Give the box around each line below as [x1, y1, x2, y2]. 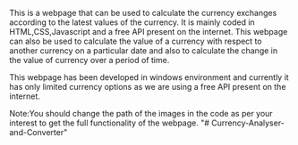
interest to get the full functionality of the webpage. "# [9, 117, 210, 128]
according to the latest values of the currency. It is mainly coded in [9, 17, 255, 28]
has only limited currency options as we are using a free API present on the [9, 82, 286, 92]
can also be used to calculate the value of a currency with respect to [9, 36, 262, 46]
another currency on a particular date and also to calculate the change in [9, 45, 278, 56]
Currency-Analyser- [211, 117, 285, 128]
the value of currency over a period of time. [9, 55, 170, 65]
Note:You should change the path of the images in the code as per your [9, 109, 273, 118]
